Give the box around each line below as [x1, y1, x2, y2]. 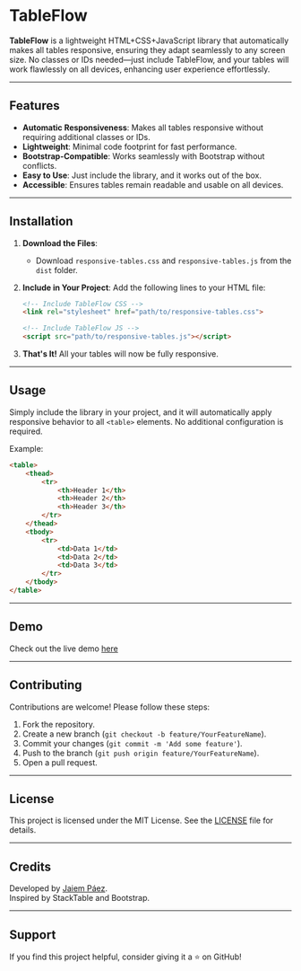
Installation [9, 214, 73, 229]
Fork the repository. [21, 719, 96, 729]
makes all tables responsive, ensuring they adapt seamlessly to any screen [9, 44, 286, 55]
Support [9, 927, 56, 942]
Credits [9, 859, 52, 874]
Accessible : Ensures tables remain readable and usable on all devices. [21, 179, 284, 190]
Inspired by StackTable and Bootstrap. [9, 893, 150, 904]
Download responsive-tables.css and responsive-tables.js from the [35, 255, 292, 266]
